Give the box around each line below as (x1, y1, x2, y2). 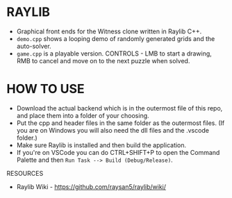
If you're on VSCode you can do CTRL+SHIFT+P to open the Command (16, 148, 220, 156)
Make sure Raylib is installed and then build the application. (16, 140, 187, 149)
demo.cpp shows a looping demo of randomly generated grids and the (16, 34, 215, 42)
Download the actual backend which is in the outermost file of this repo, (16, 104, 223, 112)
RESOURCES (6, 169, 44, 177)
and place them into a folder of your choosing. (16, 111, 150, 119)
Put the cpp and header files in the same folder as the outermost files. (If (16, 119, 225, 127)
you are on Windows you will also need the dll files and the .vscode (16, 126, 210, 134)
